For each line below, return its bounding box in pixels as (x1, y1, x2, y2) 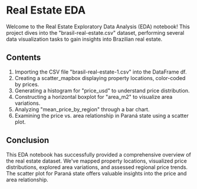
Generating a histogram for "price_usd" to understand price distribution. (14, 87, 190, 94)
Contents (6, 52, 41, 62)
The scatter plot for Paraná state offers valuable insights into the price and (6, 170, 187, 177)
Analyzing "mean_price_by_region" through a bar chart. (14, 105, 150, 112)
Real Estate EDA (6, 4, 86, 17)
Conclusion (6, 135, 50, 145)
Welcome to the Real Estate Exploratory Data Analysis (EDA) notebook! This (6, 23, 190, 30)
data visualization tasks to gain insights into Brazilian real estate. (6, 35, 163, 42)
